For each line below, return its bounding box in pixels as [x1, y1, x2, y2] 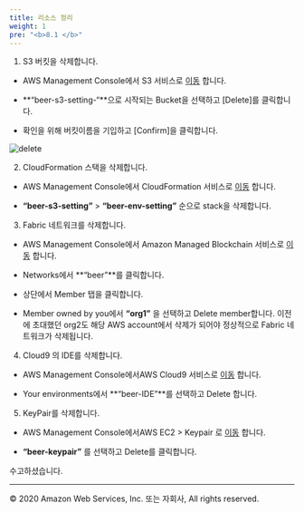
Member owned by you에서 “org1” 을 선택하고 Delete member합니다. [22, 308, 276, 319]
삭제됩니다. [53, 331, 93, 342]
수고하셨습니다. [9, 466, 63, 477]
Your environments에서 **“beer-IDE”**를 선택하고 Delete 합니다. [22, 389, 258, 400]
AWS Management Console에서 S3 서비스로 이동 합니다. [22, 75, 227, 86]
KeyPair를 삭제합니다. [22, 408, 100, 419]
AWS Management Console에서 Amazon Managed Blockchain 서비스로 [22, 239, 285, 250]
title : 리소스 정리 [9, 13, 73, 23]
